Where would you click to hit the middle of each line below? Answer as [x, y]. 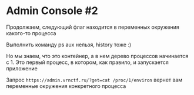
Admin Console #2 [52, 11]
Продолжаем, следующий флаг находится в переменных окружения [93, 27]
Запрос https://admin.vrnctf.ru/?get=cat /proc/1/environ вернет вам [94, 80]
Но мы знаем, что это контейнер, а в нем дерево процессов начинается [97, 56]
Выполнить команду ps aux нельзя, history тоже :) [69, 45]
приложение [22, 68]
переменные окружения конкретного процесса [66, 86]
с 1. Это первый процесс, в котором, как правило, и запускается [87, 62]
